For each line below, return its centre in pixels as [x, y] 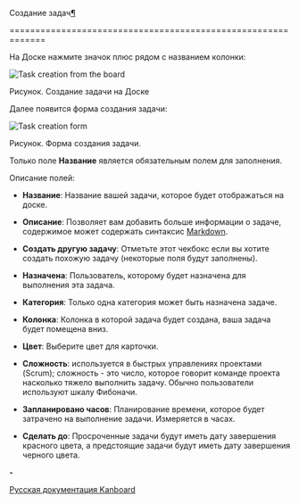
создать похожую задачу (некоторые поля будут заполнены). [140, 258]
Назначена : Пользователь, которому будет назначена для [134, 275]
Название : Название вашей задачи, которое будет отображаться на [153, 195]
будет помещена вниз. [65, 329]
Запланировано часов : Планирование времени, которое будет [143, 409]
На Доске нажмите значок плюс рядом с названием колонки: [128, 57]
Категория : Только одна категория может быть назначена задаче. [149, 302]
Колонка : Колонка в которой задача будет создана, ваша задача [146, 319]
